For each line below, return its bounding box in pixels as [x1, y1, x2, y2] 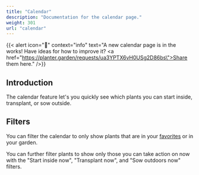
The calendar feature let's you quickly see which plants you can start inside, [6, 93, 193, 101]
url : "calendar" [6, 25, 46, 31]
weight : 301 [6, 20, 36, 26]
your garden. [6, 139, 37, 146]
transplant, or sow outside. [6, 100, 72, 107]
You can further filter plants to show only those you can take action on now [6, 150, 190, 157]
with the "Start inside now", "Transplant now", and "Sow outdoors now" [6, 157, 181, 164]
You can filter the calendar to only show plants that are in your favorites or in [6, 132, 194, 139]
